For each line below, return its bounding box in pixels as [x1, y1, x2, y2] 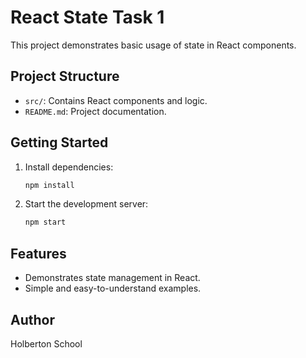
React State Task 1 [10, 6, 165, 29]
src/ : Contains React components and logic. [24, 94, 208, 106]
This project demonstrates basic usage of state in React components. [10, 39, 297, 51]
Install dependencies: [24, 161, 114, 173]
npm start [24, 217, 67, 228]
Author [10, 311, 55, 328]
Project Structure [10, 68, 120, 85]
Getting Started [10, 134, 109, 151]
